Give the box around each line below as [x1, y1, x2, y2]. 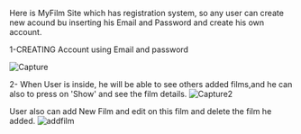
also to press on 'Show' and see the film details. [9, 89, 187, 99]
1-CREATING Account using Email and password [9, 44, 189, 55]
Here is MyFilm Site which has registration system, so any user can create [9, 8, 284, 18]
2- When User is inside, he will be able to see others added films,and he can [9, 79, 293, 89]
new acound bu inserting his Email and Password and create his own [9, 17, 265, 28]
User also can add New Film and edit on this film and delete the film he [9, 106, 272, 116]
